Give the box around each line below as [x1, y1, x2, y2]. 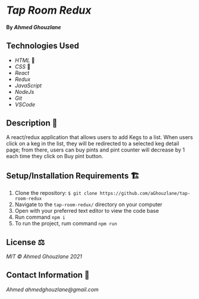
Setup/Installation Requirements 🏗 [6, 171, 140, 181]
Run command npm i [14, 213, 65, 221]
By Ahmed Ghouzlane [6, 23, 61, 30]
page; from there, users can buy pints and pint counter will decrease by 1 [6, 146, 185, 153]
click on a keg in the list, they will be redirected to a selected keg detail [6, 140, 179, 147]
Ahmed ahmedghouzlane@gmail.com [6, 286, 99, 293]
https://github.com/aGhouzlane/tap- [100, 191, 191, 197]
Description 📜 [6, 118, 58, 128]
